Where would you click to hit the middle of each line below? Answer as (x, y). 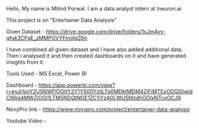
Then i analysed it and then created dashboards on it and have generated (96, 56)
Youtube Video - (26, 121)
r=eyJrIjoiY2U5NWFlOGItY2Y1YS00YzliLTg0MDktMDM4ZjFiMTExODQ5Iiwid (99, 91)
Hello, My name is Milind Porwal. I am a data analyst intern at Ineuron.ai (94, 9)
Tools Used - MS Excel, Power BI (46, 73)
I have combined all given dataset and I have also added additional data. (95, 49)
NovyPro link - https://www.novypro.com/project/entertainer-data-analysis (98, 109)
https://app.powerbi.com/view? (77, 85)
